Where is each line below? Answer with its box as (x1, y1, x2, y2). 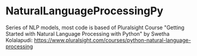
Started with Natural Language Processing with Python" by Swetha (5, 30, 170, 37)
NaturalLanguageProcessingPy (5, 4, 164, 18)
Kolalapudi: (5, 36, 33, 43)
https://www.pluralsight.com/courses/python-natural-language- (34, 36, 191, 43)
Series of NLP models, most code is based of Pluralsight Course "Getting (5, 24, 185, 31)
